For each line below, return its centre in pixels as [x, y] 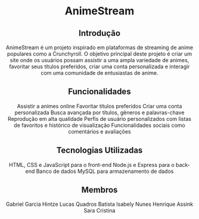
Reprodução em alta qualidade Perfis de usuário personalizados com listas [99, 118]
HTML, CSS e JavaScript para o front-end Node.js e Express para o [92, 165]
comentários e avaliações [99, 131]
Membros [99, 190]
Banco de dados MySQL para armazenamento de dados [105, 171]
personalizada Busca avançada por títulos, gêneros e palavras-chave [99, 112]
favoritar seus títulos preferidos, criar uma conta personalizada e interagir [99, 66]
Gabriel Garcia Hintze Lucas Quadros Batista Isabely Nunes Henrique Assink [99, 204]
